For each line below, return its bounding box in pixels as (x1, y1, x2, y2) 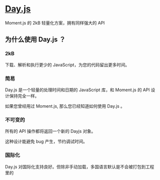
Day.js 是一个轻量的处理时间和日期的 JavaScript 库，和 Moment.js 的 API (5, 87, 150, 93)
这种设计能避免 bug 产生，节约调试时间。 (5, 138, 88, 144)
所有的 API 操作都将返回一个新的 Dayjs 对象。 (5, 128, 96, 134)
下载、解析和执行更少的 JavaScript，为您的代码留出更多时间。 (5, 62, 130, 68)
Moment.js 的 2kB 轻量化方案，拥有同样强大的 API (5, 20, 105, 26)
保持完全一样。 (9, 93, 39, 98)
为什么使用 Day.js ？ (5, 35, 66, 44)
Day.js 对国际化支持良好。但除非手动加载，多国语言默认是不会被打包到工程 (5, 164, 154, 169)
